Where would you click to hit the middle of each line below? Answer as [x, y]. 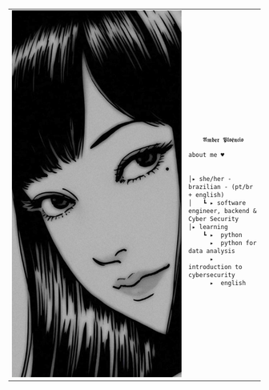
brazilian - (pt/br [221, 187]
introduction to [215, 267]
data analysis [211, 251]
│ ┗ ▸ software [217, 203]
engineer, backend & [222, 211]
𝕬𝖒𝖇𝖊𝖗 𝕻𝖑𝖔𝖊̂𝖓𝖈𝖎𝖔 [223, 140]
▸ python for [233, 243]
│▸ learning [208, 227]
